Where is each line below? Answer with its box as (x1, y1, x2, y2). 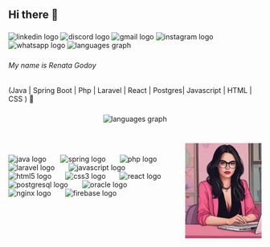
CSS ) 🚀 (8, 94, 35, 103)
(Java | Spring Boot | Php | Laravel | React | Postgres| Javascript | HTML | (8, 85, 252, 95)
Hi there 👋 (8, 8, 59, 22)
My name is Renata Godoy (8, 61, 96, 71)
